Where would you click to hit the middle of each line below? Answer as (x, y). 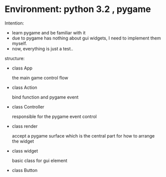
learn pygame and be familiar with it (49, 32)
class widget (25, 150)
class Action (25, 87)
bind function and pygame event (45, 97)
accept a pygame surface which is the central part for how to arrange (83, 135)
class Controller (28, 106)
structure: (15, 58)
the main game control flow (40, 77)
